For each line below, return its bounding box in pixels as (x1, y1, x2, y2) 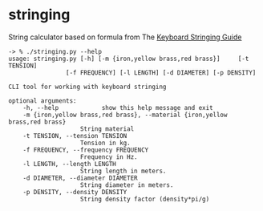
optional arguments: (8, 96, 78, 105)
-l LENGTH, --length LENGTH (22, 160, 116, 168)
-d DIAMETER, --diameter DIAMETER (22, 174, 138, 182)
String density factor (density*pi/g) (79, 195, 210, 203)
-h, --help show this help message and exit (22, 103, 214, 112)
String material (79, 124, 135, 133)
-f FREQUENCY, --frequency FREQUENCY (22, 146, 149, 154)
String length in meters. (79, 167, 167, 175)
